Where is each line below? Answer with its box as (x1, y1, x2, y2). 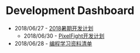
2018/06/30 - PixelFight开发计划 (23, 32, 105, 40)
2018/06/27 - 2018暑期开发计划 (14, 24, 94, 32)
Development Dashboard (5, 4, 135, 18)
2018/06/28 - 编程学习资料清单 (14, 40, 93, 47)
